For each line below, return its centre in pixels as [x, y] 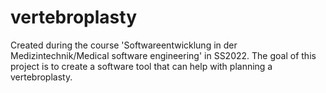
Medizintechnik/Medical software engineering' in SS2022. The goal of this [163, 55]
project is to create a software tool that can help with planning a [141, 66]
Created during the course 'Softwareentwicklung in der [124, 45]
